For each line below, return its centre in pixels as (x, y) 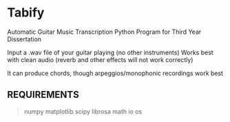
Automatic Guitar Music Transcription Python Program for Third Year (104, 32)
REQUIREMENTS (43, 95)
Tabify (26, 13)
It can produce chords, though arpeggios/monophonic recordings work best (115, 73)
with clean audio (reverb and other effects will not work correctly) (100, 59)
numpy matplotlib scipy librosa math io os (83, 111)
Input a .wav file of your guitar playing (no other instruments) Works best (110, 52)
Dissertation (24, 39)
